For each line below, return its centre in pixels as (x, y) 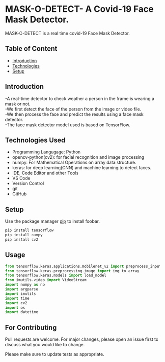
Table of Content (31, 49)
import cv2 (16, 303)
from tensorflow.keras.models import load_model (56, 275)
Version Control (28, 183)
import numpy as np (25, 285)
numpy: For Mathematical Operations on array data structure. (74, 163)
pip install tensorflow (29, 230)
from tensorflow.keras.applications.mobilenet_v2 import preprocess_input (83, 266)
